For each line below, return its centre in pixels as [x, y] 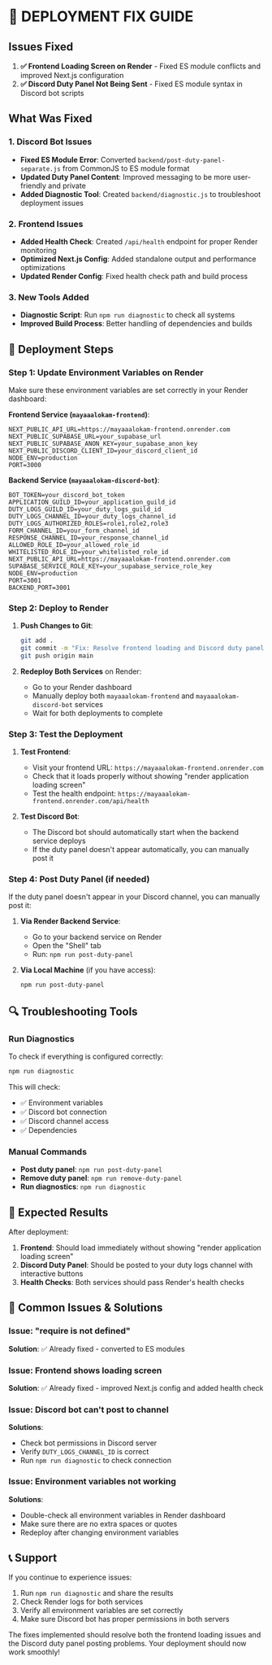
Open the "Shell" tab [67, 946]
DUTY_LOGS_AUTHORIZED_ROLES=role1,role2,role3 [89, 523]
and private [67, 186]
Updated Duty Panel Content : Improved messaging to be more [125, 177]
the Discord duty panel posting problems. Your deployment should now [127, 1644]
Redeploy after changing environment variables [99, 1532]
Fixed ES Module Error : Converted [78, 160]
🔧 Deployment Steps [61, 349]
